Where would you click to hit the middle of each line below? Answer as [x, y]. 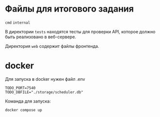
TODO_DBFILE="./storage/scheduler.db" [44, 92]
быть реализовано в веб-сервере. [41, 37]
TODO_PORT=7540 [20, 88]
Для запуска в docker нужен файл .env [45, 79]
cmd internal [18, 23]
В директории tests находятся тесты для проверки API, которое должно [80, 31]
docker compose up [24, 110]
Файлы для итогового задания [70, 9]
